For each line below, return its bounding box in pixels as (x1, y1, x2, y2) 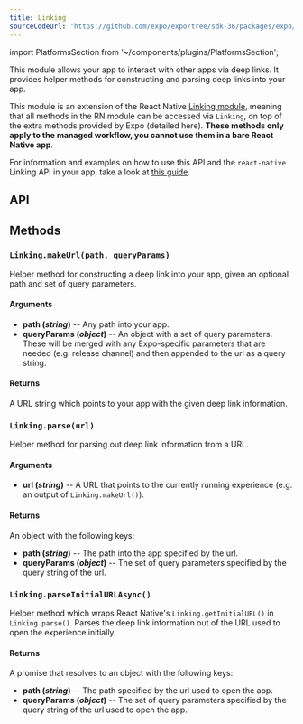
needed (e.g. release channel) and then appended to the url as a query (22, 347, 286, 358)
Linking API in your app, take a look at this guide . (9, 166, 191, 177)
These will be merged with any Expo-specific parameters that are (22, 338, 266, 349)
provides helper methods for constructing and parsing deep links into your (9, 73, 286, 84)
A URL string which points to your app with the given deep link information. (9, 398, 289, 409)
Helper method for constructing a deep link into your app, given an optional (9, 268, 289, 279)
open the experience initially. (9, 626, 116, 637)
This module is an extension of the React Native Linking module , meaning (9, 100, 282, 111)
